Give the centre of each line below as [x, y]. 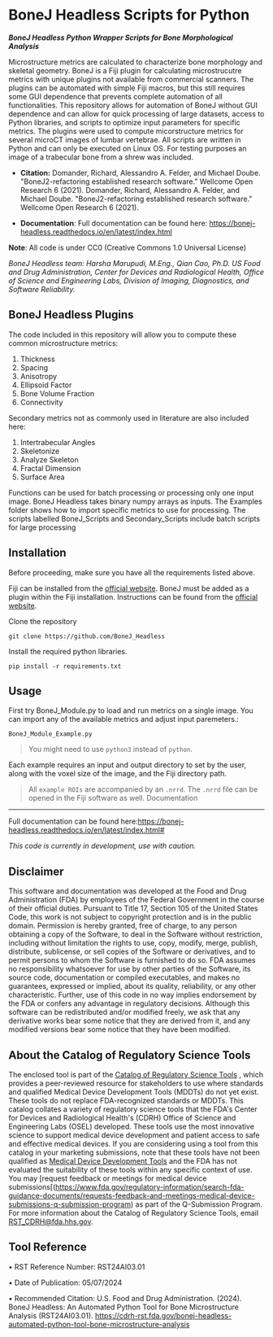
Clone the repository [43, 621]
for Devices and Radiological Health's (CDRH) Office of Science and [122, 1118]
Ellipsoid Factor [46, 385]
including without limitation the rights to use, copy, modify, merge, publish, [133, 943]
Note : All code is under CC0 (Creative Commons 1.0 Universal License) [127, 247]
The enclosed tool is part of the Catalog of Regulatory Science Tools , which [136, 1075]
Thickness [37, 359]
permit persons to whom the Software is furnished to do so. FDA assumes [132, 960]
